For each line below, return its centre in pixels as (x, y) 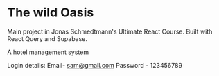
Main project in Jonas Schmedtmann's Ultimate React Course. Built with (110, 31)
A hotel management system (48, 52)
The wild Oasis (51, 13)
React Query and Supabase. (47, 38)
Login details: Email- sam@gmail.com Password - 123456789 (95, 65)
